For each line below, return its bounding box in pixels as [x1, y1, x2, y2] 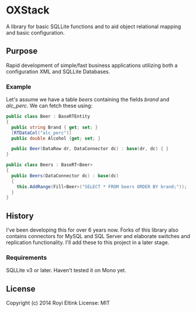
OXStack [6, 4, 50, 17]
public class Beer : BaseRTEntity [6, 114, 91, 120]
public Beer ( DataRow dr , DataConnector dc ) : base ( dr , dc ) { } [11, 146, 169, 152]
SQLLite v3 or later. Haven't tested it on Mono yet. [6, 267, 127, 274]
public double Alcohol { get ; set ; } [11, 135, 101, 141]
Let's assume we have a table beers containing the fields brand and [6, 96, 170, 103]
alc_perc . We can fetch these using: [6, 102, 92, 109]
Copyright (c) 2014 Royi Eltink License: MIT [6, 300, 110, 307]
